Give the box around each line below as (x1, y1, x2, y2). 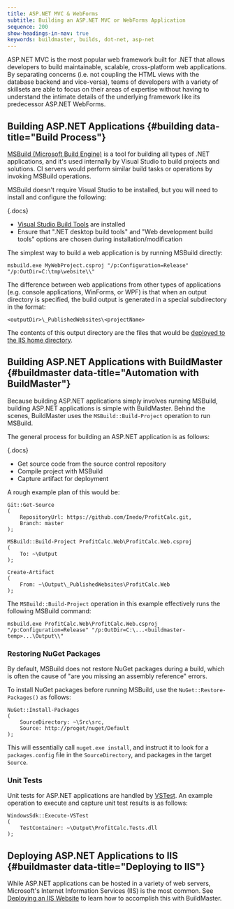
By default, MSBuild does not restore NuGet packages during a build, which (7, 665, 225, 673)
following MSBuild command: (7, 606, 92, 615)
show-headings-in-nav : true (7, 29, 89, 37)
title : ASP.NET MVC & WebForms (7, 10, 98, 17)
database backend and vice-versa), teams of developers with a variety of (7, 78, 219, 86)
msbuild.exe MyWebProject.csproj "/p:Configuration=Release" (7, 262, 189, 269)
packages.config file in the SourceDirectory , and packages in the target (7, 751, 212, 759)
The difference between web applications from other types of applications (7, 280, 221, 289)
